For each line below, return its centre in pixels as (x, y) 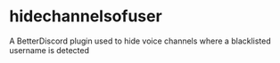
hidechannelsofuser (86, 16)
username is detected (49, 50)
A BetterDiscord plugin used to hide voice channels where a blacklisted (140, 41)
